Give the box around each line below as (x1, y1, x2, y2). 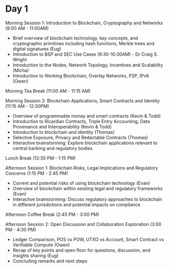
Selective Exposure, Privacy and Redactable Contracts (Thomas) (12, 134, 148, 140)
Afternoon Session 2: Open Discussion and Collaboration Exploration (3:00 (5, 221, 161, 227)
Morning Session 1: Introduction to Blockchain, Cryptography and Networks (5, 20, 163, 26)
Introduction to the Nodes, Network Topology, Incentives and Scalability (12, 62, 163, 68)
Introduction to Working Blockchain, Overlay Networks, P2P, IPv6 (12, 72, 149, 79)
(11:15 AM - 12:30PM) (5, 103, 49, 109)
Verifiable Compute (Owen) (12, 242, 70, 248)
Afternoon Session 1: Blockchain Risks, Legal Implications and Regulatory (5, 165, 158, 171)
